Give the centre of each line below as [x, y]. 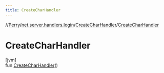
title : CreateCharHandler [33, 10]
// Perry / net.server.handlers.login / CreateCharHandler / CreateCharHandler [82, 25]
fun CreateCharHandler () [32, 65]
